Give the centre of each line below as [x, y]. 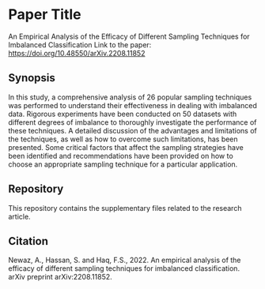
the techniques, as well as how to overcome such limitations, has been [123, 139]
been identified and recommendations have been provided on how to [121, 156]
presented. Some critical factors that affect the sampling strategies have [126, 147]
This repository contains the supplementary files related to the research [125, 208]
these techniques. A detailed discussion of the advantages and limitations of [132, 130]
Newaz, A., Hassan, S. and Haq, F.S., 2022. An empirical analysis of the [125, 260]
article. [19, 216]
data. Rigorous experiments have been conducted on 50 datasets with [123, 114]
